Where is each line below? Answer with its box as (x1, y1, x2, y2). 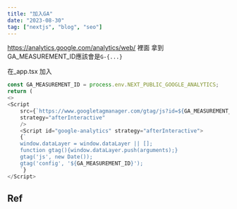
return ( (7, 88, 33, 95)
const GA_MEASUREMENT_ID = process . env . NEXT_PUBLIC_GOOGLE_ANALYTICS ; (7, 82, 219, 89)
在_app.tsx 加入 (7, 68, 52, 76)
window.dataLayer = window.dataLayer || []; (20, 140, 153, 148)
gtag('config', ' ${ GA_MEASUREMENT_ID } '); (20, 160, 143, 167)
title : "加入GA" (7, 10, 53, 18)
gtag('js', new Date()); (20, 153, 93, 160)
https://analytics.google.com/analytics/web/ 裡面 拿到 (7, 44, 164, 52)
